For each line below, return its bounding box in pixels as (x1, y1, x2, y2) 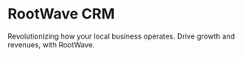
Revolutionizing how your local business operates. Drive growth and (7, 31, 236, 41)
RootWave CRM (7, 5, 115, 23)
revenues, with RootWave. (7, 39, 95, 49)
